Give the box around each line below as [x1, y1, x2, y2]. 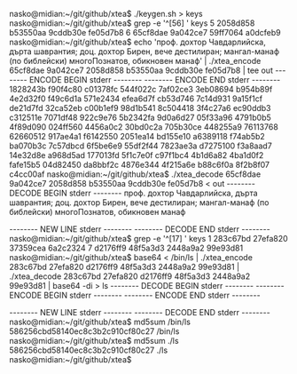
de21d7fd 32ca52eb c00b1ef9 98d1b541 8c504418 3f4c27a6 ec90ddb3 [9, 103, 271, 113]
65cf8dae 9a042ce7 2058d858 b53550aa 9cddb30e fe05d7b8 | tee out [9, 65, 273, 76]
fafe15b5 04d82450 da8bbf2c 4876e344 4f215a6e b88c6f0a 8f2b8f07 [9, 160, 270, 170]
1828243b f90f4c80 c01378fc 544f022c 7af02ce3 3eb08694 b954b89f [9, 84, 273, 94]
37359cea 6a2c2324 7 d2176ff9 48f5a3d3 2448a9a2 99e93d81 [9, 243, 244, 253]
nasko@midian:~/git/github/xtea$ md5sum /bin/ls [9, 316, 191, 327]
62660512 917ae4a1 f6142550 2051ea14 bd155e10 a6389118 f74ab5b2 [9, 131, 266, 141]
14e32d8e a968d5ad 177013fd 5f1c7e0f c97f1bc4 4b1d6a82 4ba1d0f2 [9, 150, 264, 160]
